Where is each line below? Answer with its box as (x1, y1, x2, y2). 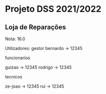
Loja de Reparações (5, 23, 66, 31)
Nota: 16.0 (5, 36, 25, 42)
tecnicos (5, 74, 23, 79)
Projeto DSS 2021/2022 (5, 3, 102, 15)
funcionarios (5, 55, 31, 61)
